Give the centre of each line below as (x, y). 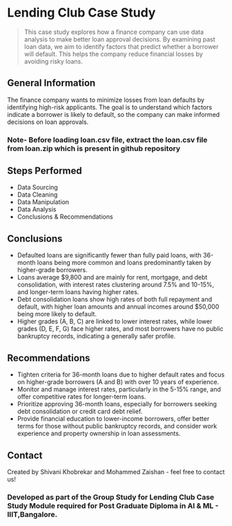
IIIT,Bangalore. (32, 514)
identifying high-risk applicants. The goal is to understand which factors (110, 107)
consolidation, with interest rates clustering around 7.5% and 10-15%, (116, 284)
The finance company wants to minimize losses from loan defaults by (106, 100)
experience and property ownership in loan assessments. (99, 433)
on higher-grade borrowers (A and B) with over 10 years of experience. (118, 382)
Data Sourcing (38, 188)
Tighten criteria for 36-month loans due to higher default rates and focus (121, 374)
